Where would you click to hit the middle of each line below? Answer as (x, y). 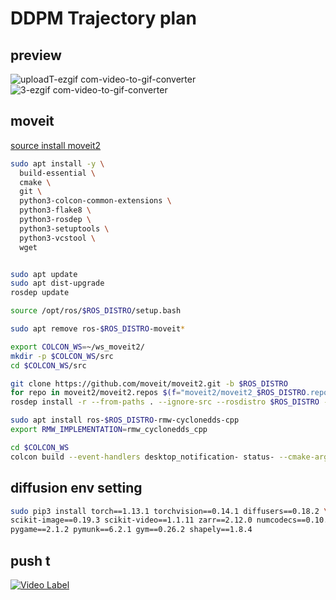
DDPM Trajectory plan (103, 18)
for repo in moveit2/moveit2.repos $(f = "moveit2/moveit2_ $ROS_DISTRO (158, 393)
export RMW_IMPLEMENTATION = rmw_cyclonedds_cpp (109, 430)
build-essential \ (58, 173)
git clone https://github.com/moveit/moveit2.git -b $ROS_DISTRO (149, 383)
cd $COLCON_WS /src (48, 365)
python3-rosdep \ (55, 220)
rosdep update (40, 293)
